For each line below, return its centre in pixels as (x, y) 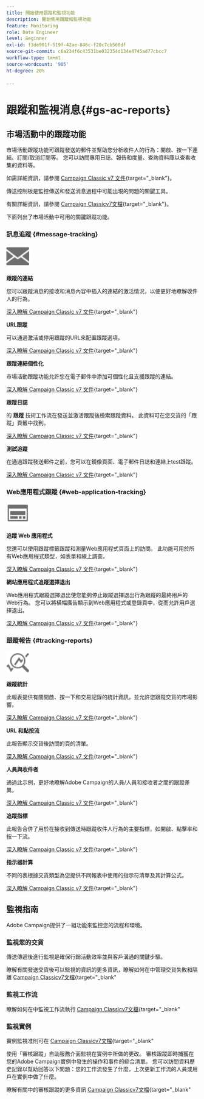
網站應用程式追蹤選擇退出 (38, 582)
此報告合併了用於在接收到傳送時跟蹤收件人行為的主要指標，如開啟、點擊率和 (102, 829)
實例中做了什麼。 (38, 1076)
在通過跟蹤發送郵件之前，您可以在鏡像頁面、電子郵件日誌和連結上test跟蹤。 (101, 461)
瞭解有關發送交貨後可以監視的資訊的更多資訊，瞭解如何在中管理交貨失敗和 (99, 970)
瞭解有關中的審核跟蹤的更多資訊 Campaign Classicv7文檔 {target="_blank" (99, 1089)
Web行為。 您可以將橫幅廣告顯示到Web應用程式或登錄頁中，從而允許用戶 (98, 603)
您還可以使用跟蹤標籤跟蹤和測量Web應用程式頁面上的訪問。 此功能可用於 (98, 548)
